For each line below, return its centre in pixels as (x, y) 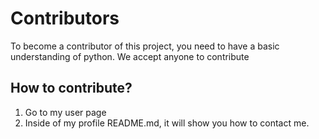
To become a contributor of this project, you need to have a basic (145, 46)
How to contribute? (71, 88)
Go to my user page (65, 112)
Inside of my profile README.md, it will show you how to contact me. (167, 123)
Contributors (65, 18)
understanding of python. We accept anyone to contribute (130, 56)
